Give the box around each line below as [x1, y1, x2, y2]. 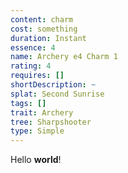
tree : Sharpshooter [10, 117, 92, 127]
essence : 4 [10, 42, 56, 53]
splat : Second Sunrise [10, 89, 105, 99]
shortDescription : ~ [10, 80, 97, 90]
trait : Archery [10, 107, 74, 118]
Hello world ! [10, 154, 62, 166]
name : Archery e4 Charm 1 [10, 52, 118, 62]
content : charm [10, 14, 74, 25]
